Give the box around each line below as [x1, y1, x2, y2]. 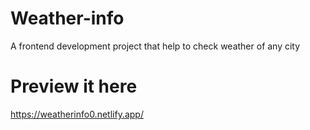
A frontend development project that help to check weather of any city [10, 40, 301, 52]
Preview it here [10, 75, 138, 98]
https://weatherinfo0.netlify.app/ [10, 108, 144, 120]
